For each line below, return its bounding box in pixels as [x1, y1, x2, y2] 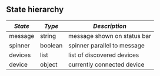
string [40, 32, 56, 40]
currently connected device [68, 60, 145, 68]
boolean [40, 41, 63, 49]
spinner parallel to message [68, 41, 145, 49]
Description [93, 22, 126, 30]
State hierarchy [6, 5, 64, 15]
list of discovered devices [68, 51, 139, 59]
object [40, 60, 58, 68]
